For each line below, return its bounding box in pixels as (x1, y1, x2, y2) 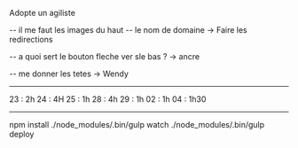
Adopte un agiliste (9, 8, 75, 18)
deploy (9, 129, 35, 139)
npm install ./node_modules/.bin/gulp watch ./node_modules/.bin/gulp (9, 120, 265, 129)
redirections (9, 35, 53, 44)
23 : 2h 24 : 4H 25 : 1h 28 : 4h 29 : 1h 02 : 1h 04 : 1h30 (9, 94, 207, 105)
